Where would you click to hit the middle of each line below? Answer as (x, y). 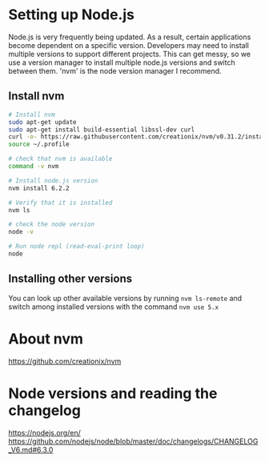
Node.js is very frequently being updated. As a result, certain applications (130, 37)
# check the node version (51, 225)
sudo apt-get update (43, 122)
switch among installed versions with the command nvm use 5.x (113, 307)
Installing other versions (70, 279)
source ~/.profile (39, 145)
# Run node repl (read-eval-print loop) (77, 247)
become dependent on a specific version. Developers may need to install (129, 45)
